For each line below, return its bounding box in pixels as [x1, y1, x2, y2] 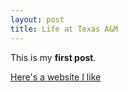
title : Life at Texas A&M [10, 24, 118, 34]
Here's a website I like [10, 71, 102, 83]
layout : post [10, 14, 65, 25]
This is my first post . [10, 51, 97, 63]
